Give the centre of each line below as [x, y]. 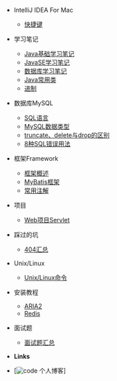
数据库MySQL [33, 103]
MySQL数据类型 [47, 126]
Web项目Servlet [47, 220]
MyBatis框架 [42, 182]
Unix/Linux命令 [45, 277]
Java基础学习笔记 [49, 54]
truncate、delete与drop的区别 [67, 135]
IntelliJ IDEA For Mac [44, 10]
